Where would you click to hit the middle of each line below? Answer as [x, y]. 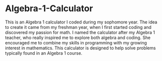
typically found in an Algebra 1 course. [44, 53]
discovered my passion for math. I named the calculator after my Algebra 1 [80, 32]
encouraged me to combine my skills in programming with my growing [76, 42]
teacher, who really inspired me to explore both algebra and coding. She [78, 38]
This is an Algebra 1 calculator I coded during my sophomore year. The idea [81, 22]
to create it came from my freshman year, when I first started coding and [78, 27]
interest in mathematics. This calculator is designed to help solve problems [81, 48]
